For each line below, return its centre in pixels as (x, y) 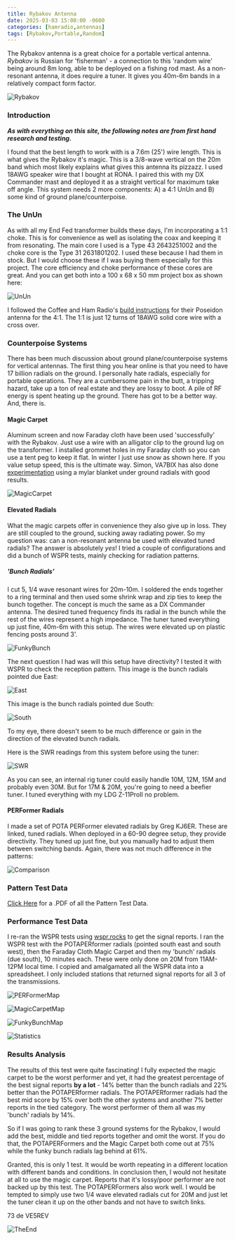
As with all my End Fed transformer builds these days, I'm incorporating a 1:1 (117, 230)
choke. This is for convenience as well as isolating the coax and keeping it (114, 237)
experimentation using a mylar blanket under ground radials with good (109, 472)
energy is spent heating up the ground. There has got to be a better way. (112, 396)
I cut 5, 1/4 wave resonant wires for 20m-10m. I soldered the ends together (115, 589)
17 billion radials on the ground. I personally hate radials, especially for (109, 373)
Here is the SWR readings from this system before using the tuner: (103, 752)
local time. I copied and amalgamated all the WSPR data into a (114, 967)
